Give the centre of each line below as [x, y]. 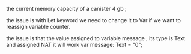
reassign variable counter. [38, 27]
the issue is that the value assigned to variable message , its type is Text [95, 38]
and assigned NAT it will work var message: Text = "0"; [74, 45]
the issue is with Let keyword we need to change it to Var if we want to [94, 20]
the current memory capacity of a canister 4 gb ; [67, 9]
